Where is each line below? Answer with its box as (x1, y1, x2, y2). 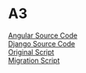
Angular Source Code (8, 31, 78, 40)
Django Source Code (8, 38, 76, 48)
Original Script (8, 47, 55, 57)
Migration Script (8, 56, 60, 65)
